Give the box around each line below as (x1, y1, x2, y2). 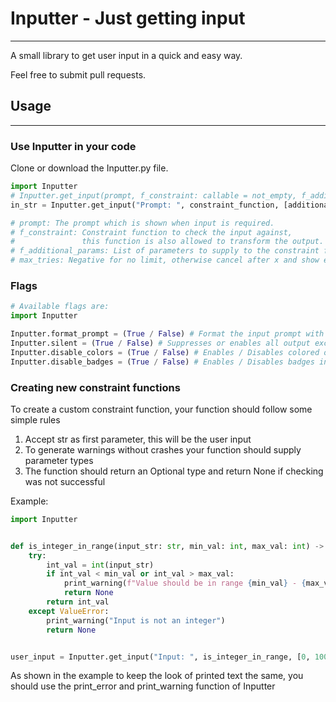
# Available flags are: (10, 302, 110, 312)
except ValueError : (28, 606, 110, 616)
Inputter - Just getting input (10, 7, 246, 30)
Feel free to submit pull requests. (10, 68, 147, 81)
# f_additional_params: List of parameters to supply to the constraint (10, 246, 320, 256)
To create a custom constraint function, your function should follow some (10, 403, 313, 415)
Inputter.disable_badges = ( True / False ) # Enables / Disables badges (10, 357, 315, 367)
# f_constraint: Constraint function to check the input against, (10, 227, 293, 237)
